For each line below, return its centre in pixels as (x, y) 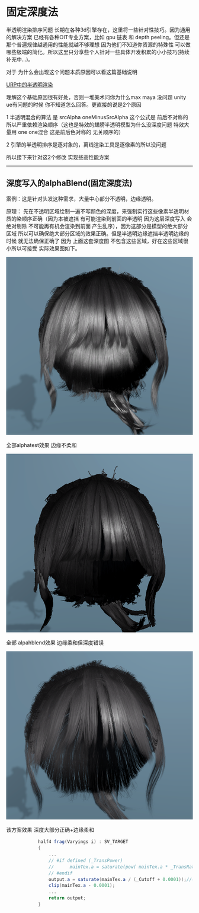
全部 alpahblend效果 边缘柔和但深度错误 (55, 643)
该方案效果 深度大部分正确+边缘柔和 (50, 830)
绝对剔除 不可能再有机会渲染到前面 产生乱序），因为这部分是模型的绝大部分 (97, 226)
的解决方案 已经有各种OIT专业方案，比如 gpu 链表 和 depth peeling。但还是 (98, 37)
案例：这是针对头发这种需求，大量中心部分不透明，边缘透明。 (81, 199)
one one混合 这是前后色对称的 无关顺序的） (71, 132)
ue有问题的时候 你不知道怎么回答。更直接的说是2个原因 (74, 104)
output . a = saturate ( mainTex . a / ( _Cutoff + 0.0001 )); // (120, 879)
